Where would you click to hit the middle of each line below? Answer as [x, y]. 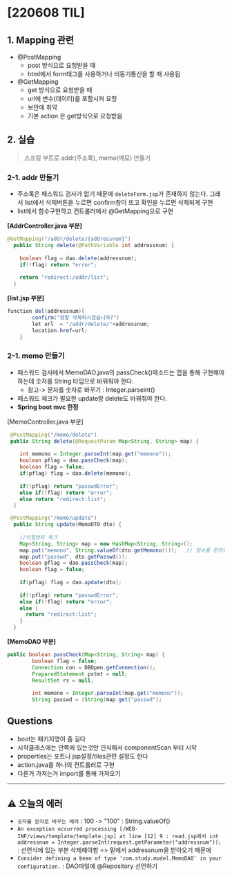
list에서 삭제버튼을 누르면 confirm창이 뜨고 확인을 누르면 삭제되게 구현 [119, 203]
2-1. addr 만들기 [33, 177]
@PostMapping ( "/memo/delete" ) [54, 435]
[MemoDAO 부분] [32, 642]
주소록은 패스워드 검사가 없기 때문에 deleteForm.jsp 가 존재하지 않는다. [113, 194]
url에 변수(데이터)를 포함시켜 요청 [72, 99]
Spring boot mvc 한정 [48, 407]
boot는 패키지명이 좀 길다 [51, 739]
